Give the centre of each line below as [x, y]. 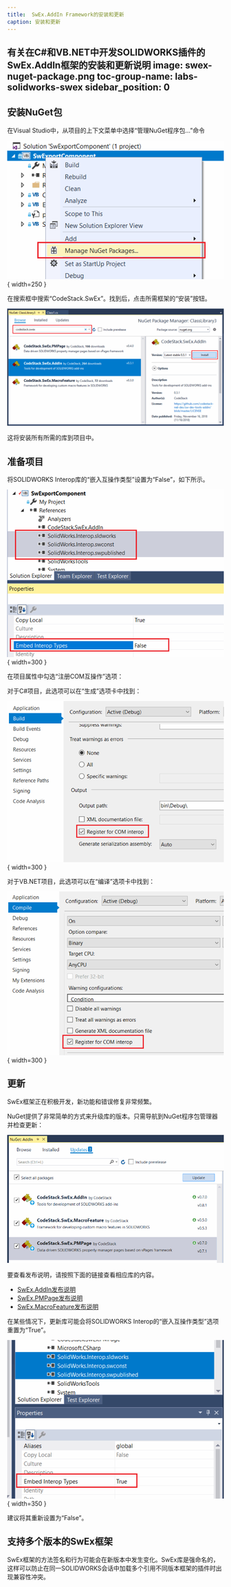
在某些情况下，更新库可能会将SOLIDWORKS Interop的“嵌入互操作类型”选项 [113, 1322]
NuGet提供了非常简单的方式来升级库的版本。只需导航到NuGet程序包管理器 [113, 1116]
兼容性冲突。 [31, 1577]
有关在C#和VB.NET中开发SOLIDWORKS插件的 [106, 52]
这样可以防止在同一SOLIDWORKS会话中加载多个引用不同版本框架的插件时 [112, 1568]
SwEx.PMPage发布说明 [50, 1298]
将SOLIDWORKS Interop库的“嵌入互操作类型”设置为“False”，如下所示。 [108, 480]
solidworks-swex [45, 87]
